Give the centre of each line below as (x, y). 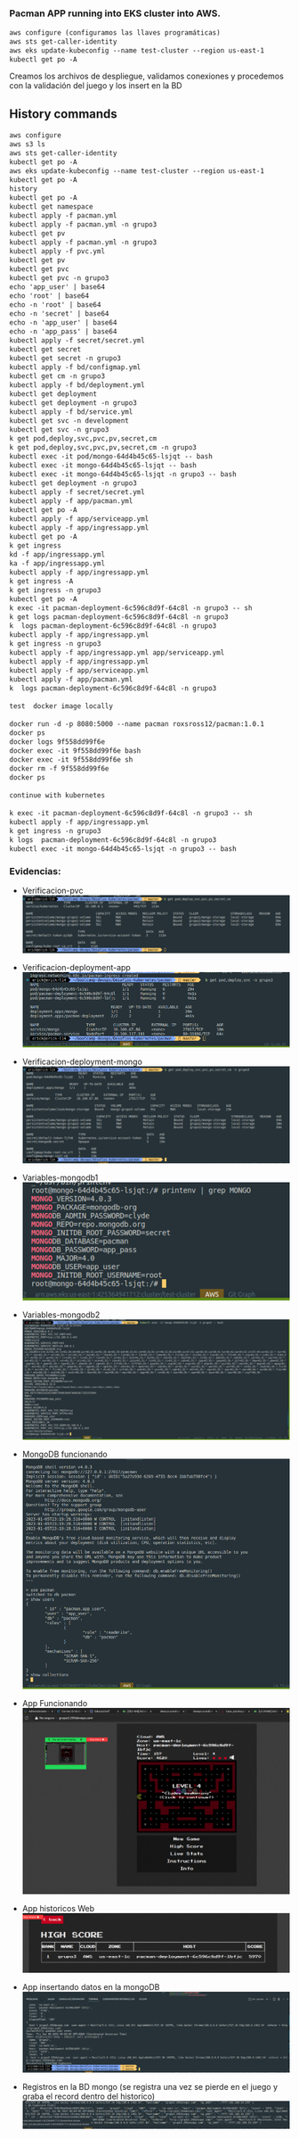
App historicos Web (58, 1908)
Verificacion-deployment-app (76, 967)
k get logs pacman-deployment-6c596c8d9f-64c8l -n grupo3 (119, 617)
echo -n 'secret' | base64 (59, 314)
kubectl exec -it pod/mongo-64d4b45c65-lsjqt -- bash (111, 457)
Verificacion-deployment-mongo (82, 1062)
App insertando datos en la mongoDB (91, 1986)
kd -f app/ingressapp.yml (57, 555)
